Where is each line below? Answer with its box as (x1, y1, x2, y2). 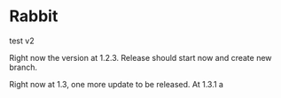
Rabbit (9, 6, 59, 26)
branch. (9, 62, 38, 72)
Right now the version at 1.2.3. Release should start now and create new (9, 52, 272, 63)
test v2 (9, 35, 35, 46)
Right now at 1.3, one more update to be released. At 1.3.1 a (9, 79, 224, 89)
